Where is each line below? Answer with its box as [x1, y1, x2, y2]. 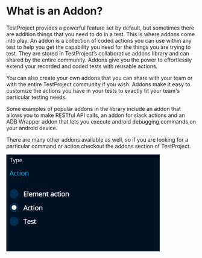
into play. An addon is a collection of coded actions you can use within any [6, 37, 192, 44]
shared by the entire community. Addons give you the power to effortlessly [6, 56, 192, 63]
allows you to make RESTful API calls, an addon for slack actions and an [6, 112, 185, 119]
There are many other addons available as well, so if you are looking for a [6, 136, 189, 143]
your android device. [6, 124, 58, 131]
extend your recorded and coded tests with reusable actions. [6, 62, 158, 70]
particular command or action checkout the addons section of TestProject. [6, 142, 191, 149]
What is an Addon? [6, 4, 103, 18]
